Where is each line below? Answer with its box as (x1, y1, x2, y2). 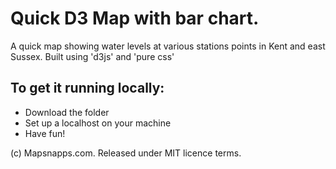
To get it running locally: (10, 80, 165, 97)
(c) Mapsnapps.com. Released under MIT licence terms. (10, 147, 242, 159)
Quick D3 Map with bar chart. (10, 7, 260, 30)
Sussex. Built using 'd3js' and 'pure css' (10, 50, 175, 62)
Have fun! (24, 127, 66, 139)
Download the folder (24, 106, 110, 118)
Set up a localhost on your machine (24, 117, 172, 129)
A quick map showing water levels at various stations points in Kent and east (10, 40, 326, 52)
